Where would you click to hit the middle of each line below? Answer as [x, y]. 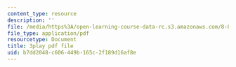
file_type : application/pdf [48, 33]
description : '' [31, 20]
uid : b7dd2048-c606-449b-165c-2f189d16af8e [72, 53]
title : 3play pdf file [40, 46]
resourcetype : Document [42, 40]
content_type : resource [42, 14]
